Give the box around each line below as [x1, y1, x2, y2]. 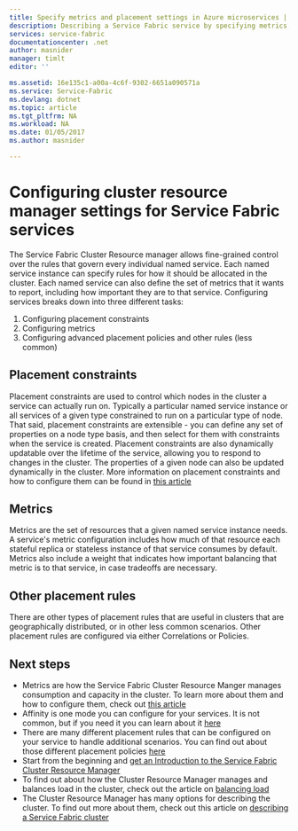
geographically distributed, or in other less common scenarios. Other [9, 622, 262, 632]
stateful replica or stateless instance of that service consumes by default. [9, 544, 278, 554]
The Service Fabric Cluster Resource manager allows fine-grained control [9, 249, 279, 260]
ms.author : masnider [9, 137, 86, 145]
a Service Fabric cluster [21, 812, 109, 823]
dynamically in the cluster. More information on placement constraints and [9, 466, 281, 477]
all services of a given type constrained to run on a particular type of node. [9, 410, 284, 420]
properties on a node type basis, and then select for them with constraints [9, 428, 280, 439]
